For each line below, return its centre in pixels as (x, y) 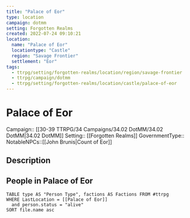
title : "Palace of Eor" (36, 12)
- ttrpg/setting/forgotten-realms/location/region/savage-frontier (97, 72)
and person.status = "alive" (48, 205)
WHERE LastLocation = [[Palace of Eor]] (57, 200)
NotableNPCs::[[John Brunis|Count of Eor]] (59, 142)
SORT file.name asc (30, 210)
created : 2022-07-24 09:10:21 (44, 34)
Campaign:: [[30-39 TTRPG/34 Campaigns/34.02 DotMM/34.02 (85, 129)
